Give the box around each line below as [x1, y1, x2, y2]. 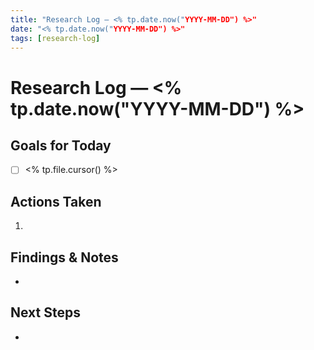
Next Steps [10, 304, 81, 321]
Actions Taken [10, 193, 102, 210]
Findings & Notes [10, 249, 119, 266]
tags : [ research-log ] [10, 33, 101, 43]
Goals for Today [10, 137, 112, 154]
